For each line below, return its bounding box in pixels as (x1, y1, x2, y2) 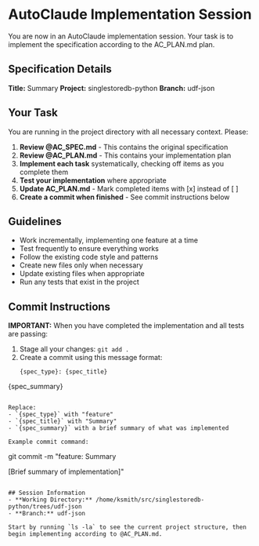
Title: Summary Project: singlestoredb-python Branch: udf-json (8, 83, 215, 93)
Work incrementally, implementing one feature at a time (19, 235, 199, 245)
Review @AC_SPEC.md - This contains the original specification (19, 142, 228, 151)
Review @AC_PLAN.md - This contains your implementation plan (19, 151, 232, 160)
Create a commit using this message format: (19, 353, 163, 362)
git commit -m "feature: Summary (8, 452, 117, 461)
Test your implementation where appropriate (19, 175, 167, 185)
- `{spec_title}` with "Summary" (8, 417, 117, 425)
